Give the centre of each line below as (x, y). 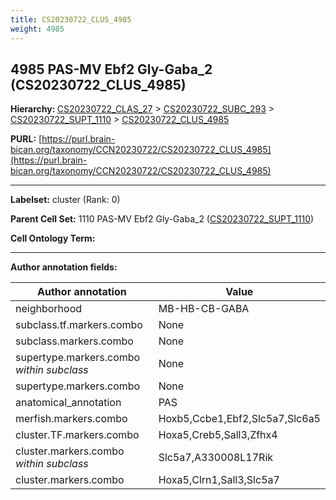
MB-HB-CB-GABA (204, 309)
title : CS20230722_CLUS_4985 (71, 19)
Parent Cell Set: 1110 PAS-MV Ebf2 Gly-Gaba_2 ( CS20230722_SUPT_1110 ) (162, 219)
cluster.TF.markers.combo (77, 435)
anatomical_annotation (68, 403)
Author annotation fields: (64, 267)
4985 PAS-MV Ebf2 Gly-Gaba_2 (111, 69)
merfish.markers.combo (71, 419)
